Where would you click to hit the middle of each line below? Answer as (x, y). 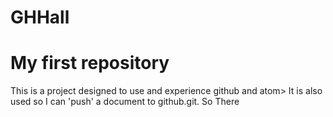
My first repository (90, 63)
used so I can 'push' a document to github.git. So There (125, 102)
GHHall (40, 17)
